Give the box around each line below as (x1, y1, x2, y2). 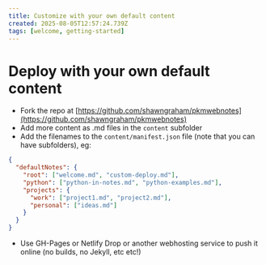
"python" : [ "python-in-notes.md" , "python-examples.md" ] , (23, 178, 222, 186)
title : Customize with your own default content (8, 11, 175, 20)
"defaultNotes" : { (15, 164, 78, 172)
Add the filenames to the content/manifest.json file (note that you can (19, 131, 255, 142)
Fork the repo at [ (19, 106, 78, 116)
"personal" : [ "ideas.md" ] (29, 201, 117, 209)
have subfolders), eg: (19, 140, 91, 150)
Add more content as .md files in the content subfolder (19, 123, 203, 133)
